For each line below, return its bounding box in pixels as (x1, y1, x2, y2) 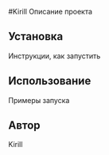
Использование (8, 74, 91, 88)
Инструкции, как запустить (8, 51, 101, 61)
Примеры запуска (8, 95, 70, 105)
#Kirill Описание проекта (8, 7, 93, 16)
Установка (8, 30, 64, 43)
